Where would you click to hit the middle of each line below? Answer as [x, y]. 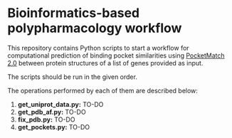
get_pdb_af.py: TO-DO [52, 112]
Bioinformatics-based [74, 13]
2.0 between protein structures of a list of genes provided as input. [105, 63]
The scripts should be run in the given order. [72, 77]
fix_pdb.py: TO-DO [46, 120]
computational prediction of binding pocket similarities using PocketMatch [116, 55]
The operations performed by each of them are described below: [102, 90]
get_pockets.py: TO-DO [54, 127]
